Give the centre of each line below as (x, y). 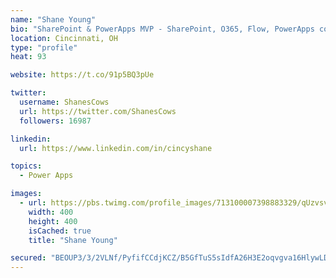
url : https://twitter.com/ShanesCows (98, 111)
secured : (28, 258)
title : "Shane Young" (73, 240)
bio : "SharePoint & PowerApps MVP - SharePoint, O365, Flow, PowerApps (162, 29)
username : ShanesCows (64, 102)
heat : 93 (28, 57)
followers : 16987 (55, 121)
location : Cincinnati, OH (64, 38)
